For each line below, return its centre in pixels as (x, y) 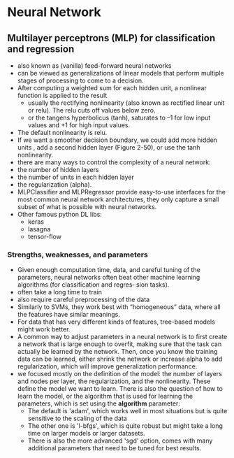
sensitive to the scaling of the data (77, 418)
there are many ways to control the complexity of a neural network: (114, 162)
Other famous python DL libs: (60, 214)
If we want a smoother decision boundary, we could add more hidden (117, 140)
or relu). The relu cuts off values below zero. (92, 110)
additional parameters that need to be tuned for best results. (115, 448)
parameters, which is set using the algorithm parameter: (98, 403)
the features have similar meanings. (68, 315)
